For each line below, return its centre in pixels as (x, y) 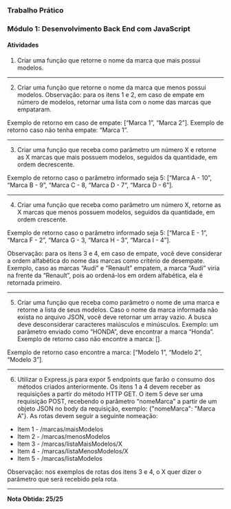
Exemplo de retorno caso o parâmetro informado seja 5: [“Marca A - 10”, (109, 178)
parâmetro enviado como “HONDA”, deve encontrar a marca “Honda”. (115, 332)
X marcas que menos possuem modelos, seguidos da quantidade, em (116, 213)
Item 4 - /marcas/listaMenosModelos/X (73, 451)
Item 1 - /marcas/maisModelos (60, 429)
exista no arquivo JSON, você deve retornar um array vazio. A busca (114, 317)
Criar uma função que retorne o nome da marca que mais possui (109, 61)
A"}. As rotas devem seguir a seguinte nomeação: (87, 416)
